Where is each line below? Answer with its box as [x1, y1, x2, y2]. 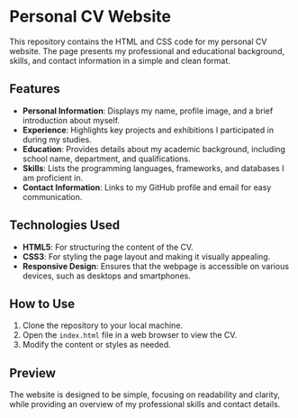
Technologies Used [9, 218, 120, 233]
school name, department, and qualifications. [22, 153, 191, 164]
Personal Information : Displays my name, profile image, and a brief [22, 105, 274, 116]
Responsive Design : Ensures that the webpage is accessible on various [22, 260, 290, 271]
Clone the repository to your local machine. [22, 320, 183, 331]
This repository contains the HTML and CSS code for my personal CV [9, 36, 267, 47]
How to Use [9, 295, 76, 312]
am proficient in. [22, 172, 84, 183]
